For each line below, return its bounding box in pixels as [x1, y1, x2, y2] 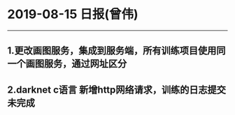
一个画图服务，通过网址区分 [7, 58, 127, 70]
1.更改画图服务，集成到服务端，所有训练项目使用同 [7, 45, 226, 56]
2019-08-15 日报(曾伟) [7, 6, 138, 22]
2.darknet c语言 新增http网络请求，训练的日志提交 [7, 84, 226, 95]
